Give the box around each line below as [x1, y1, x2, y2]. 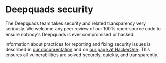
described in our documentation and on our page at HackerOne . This [5, 46, 150, 52]
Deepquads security [5, 4, 93, 15]
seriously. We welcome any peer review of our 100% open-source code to [5, 25, 161, 31]
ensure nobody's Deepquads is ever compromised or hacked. [5, 31, 135, 37]
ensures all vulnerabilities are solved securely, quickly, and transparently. [5, 52, 159, 58]
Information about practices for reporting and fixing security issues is [5, 41, 151, 47]
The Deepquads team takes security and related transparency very [5, 20, 146, 26]
